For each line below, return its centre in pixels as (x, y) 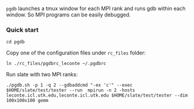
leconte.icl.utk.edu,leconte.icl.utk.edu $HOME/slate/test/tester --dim (97, 96)
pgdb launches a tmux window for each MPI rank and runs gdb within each (96, 8)
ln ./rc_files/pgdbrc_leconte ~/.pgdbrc (56, 64)
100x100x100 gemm (27, 101)
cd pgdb (16, 42)
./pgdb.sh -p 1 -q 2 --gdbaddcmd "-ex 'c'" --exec (69, 85)
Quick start (23, 30)
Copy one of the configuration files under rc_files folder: (76, 53)
